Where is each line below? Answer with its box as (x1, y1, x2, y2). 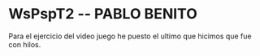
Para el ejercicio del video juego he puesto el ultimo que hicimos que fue (8, 31, 252, 41)
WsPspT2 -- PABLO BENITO (8, 5, 197, 23)
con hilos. (8, 39, 41, 49)
